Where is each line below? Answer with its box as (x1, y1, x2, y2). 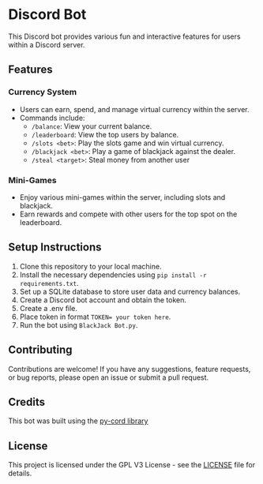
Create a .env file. (19, 303, 77, 313)
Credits (8, 395, 46, 408)
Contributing (8, 343, 73, 357)
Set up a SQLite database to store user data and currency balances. (19, 287, 241, 296)
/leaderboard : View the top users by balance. (31, 129, 179, 139)
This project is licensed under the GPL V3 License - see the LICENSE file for (8, 460, 255, 470)
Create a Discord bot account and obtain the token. (19, 295, 187, 305)
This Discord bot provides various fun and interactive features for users (8, 32, 241, 41)
